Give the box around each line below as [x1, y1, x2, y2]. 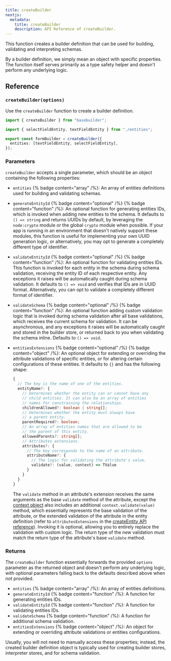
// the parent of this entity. [22, 429, 89, 435]
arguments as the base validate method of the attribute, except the [12, 496, 156, 502]
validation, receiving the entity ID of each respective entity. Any [12, 270, 147, 276]
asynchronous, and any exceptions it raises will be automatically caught [12, 324, 165, 330]
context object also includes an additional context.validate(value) [12, 502, 155, 508]
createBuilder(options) [5, 97, 65, 103]
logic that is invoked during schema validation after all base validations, [12, 313, 164, 319]
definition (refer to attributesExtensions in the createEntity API [12, 518, 147, 524]
